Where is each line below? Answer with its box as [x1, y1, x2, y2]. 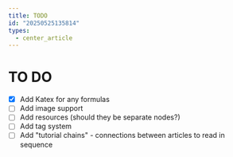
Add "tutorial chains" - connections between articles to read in [19, 131, 225, 140]
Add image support [19, 104, 83, 113]
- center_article [15, 33, 73, 42]
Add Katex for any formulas [19, 95, 110, 104]
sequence [19, 139, 53, 149]
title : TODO [8, 11, 48, 20]
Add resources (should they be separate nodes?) [19, 112, 181, 122]
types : [8, 26, 30, 34]
